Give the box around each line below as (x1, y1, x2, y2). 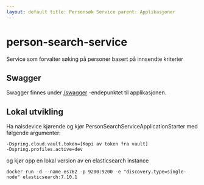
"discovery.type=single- (123, 169, 187, 175)
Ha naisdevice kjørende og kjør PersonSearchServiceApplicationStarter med (6, 123, 198, 130)
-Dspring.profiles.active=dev (6, 147, 83, 153)
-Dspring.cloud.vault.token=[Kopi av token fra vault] (6, 141, 149, 147)
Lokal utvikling (6, 106, 64, 117)
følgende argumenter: (6, 129, 61, 137)
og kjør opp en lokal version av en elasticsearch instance (6, 157, 149, 164)
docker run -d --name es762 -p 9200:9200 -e (6, 169, 121, 175)
